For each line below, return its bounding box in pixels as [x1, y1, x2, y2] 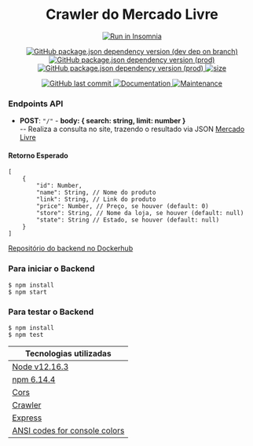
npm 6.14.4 [12, 375, 56, 386]
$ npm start [8, 288, 47, 296]
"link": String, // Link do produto [36, 196, 156, 203]
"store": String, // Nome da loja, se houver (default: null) [36, 210, 244, 218]
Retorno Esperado [8, 151, 68, 160]
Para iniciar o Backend [8, 263, 96, 274]
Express [12, 412, 42, 423]
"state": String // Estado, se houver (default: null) [36, 216, 220, 225]
